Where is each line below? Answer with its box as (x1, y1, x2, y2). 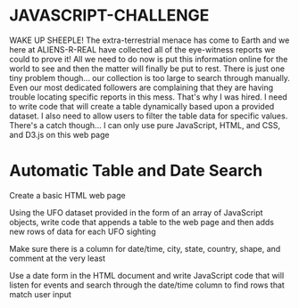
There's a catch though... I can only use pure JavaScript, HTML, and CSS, (9, 119, 281, 130)
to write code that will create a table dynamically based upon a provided (9, 101, 275, 111)
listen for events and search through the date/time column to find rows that (9, 280, 286, 290)
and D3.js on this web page (9, 129, 110, 140)
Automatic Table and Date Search (9, 161, 263, 181)
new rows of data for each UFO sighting (9, 226, 156, 237)
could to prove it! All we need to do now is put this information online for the (9, 53, 288, 64)
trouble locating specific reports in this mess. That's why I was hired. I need (9, 91, 287, 102)
